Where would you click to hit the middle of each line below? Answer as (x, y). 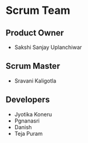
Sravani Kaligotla (35, 81)
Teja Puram (28, 133)
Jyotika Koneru (33, 114)
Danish (23, 127)
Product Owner (35, 33)
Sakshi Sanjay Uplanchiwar (48, 47)
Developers (28, 100)
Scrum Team (38, 11)
